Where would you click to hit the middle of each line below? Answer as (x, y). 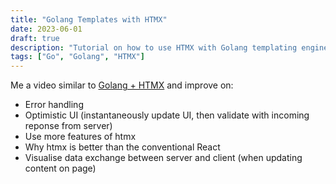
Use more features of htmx (80, 137)
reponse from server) (68, 126)
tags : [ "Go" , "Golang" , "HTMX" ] (77, 57)
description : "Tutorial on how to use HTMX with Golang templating (154, 47)
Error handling (54, 105)
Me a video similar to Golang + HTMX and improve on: (122, 85)
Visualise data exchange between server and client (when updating (163, 158)
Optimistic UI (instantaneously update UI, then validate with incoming (167, 115)
